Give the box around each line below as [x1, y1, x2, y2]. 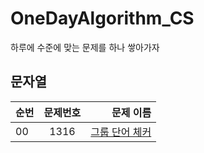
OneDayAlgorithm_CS [10, 7, 195, 30]
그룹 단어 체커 [90, 125, 152, 139]
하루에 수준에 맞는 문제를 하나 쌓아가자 [10, 41, 160, 53]
